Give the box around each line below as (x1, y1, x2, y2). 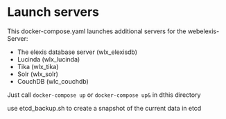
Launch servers (7, 4, 99, 20)
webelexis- (187, 27, 220, 35)
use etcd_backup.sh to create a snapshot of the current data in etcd (7, 104, 202, 112)
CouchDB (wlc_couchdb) (17, 77, 89, 85)
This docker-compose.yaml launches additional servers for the (7, 27, 186, 35)
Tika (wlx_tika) (17, 62, 59, 71)
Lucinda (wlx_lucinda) (17, 55, 80, 63)
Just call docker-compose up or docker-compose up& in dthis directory (7, 91, 201, 99)
